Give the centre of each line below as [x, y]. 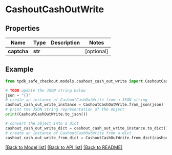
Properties [23, 28]
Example [19, 69]
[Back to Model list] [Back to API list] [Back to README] [64, 147]
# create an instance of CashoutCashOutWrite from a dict [68, 133]
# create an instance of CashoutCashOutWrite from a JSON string [76, 100]
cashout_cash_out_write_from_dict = [44, 138]
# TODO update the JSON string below [46, 91]
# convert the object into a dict [42, 123]
